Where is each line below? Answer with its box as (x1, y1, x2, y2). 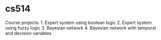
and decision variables (5, 30, 51, 36)
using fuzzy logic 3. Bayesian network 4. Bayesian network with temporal (5, 24, 156, 30)
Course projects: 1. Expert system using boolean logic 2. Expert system (5, 19, 152, 25)
